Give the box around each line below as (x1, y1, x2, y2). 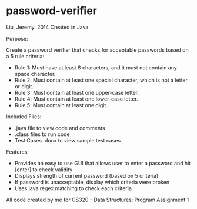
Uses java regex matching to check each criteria (14, 184, 132, 192)
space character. (14, 70, 56, 77)
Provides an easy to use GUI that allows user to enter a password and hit (14, 160, 191, 167)
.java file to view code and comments (14, 124, 105, 131)
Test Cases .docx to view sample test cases (14, 137, 121, 144)
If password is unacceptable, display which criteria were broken (14, 178, 170, 185)
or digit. (14, 82, 34, 89)
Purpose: (6, 35, 28, 42)
